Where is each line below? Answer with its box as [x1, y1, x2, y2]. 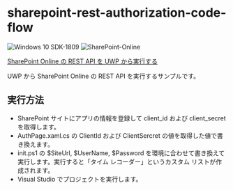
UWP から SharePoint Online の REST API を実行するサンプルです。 [7, 72, 200, 80]
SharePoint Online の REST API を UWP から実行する [7, 57, 158, 65]
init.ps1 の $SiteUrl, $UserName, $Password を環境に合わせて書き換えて [17, 148, 225, 157]
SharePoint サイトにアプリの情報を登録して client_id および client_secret [17, 113, 227, 122]
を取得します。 [17, 122, 61, 131]
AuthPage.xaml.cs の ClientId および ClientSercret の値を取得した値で [17, 131, 218, 140]
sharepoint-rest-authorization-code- [7, 5, 227, 21]
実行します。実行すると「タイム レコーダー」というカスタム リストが [17, 157, 216, 166]
